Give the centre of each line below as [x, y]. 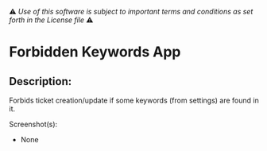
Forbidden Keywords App [95, 52]
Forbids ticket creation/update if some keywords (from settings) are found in [134, 100]
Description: [41, 81]
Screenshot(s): [33, 124]
